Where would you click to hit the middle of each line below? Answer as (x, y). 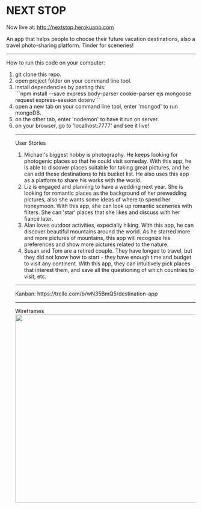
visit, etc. (35, 276)
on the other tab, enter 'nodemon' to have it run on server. (87, 119)
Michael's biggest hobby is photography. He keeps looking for (101, 154)
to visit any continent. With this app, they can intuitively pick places (107, 264)
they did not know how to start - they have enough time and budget (107, 257)
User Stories (30, 143)
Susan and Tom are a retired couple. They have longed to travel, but (108, 250)
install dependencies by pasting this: (60, 87)
